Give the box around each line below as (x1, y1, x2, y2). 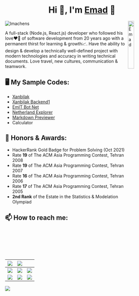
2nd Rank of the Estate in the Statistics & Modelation (12, 193, 119, 200)
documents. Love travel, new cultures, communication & (5, 58, 118, 64)
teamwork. (5, 63, 27, 69)
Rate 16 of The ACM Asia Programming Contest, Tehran (12, 173, 124, 179)
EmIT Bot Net (12, 104, 39, 110)
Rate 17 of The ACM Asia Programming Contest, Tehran (12, 183, 124, 189)
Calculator (12, 119, 33, 125)
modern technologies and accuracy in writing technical (5, 53, 116, 59)
